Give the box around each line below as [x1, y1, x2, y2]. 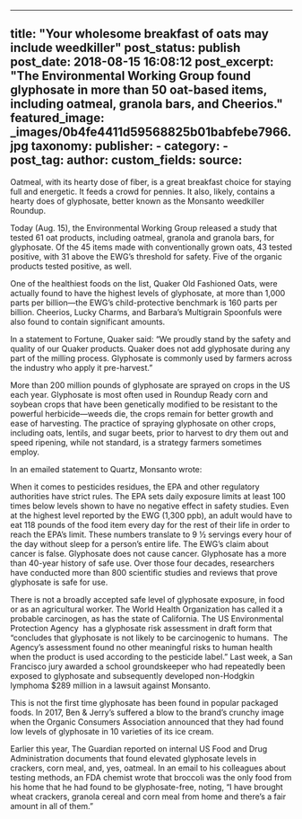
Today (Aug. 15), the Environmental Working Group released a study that [10, 222, 278, 233]
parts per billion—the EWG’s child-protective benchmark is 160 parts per [10, 297, 278, 308]
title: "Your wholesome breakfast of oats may [10, 26, 270, 41]
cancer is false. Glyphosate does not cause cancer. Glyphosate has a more [10, 548, 288, 559]
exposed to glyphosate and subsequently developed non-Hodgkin [10, 670, 255, 681]
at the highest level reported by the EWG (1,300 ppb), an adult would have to [10, 509, 293, 521]
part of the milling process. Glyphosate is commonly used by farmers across [10, 352, 292, 364]
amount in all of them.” [10, 800, 93, 811]
